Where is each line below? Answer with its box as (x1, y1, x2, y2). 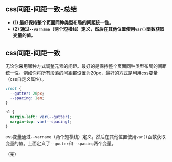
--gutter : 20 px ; (10, 91, 45, 96)
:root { (5, 86, 22, 91)
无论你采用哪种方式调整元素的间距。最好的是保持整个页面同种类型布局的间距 (5, 63, 167, 69)
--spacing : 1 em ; (10, 96, 45, 101)
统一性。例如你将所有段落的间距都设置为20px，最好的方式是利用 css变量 (5, 70, 158, 76)
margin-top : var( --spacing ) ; (10, 119, 72, 124)
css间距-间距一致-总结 (5, 5, 77, 14)
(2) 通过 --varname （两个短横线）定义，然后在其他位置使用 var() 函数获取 (12, 26, 165, 32)
